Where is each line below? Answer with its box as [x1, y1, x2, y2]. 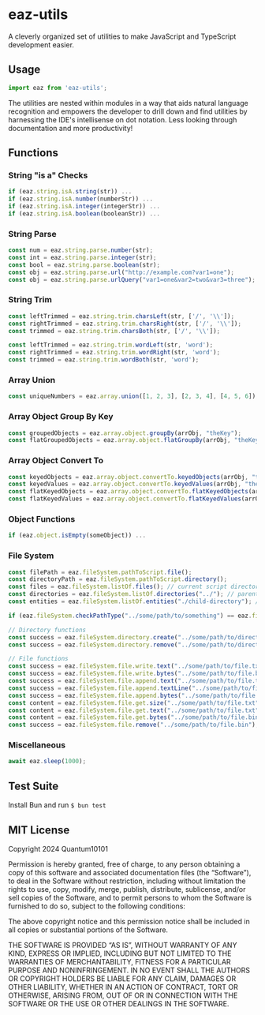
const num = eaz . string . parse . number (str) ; [8, 246, 154, 254]
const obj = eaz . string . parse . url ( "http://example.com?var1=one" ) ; [8, 268, 235, 276]
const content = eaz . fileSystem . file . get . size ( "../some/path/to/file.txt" [8, 699, 259, 707]
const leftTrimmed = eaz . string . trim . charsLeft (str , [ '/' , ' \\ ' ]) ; [8, 312, 235, 320]
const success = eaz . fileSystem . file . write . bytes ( [8, 669, 178, 678]
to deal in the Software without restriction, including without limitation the [8, 876, 246, 886]
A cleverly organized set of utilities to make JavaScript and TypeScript [8, 32, 237, 41]
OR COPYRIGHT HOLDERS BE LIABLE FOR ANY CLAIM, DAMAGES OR [8, 973, 237, 983]
